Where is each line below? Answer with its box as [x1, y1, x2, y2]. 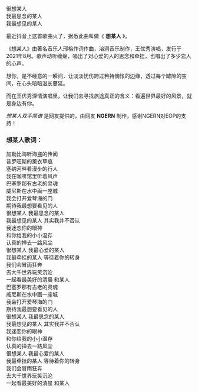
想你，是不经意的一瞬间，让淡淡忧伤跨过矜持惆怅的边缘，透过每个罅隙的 [6, 73, 181, 79]
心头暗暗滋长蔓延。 [21, 80, 68, 87]
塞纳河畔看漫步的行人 [6, 165, 58, 173]
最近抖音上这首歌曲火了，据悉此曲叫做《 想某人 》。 [6, 33, 131, 40]
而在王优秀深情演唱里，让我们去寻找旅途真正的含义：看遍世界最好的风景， [6, 92, 187, 99]
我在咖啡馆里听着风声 [6, 173, 58, 180]
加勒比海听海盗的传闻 [6, 150, 58, 158]
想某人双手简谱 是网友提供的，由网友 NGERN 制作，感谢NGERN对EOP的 [6, 112, 181, 119]
